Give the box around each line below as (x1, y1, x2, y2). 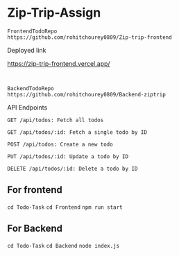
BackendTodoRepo (7, 85, 54, 92)
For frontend (7, 184, 62, 196)
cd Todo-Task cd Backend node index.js (7, 242, 120, 249)
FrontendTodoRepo (7, 28, 58, 35)
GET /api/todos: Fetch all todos (7, 117, 104, 123)
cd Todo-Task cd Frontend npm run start (7, 203, 123, 211)
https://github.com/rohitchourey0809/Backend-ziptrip (7, 91, 167, 98)
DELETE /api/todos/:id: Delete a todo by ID (7, 165, 138, 172)
